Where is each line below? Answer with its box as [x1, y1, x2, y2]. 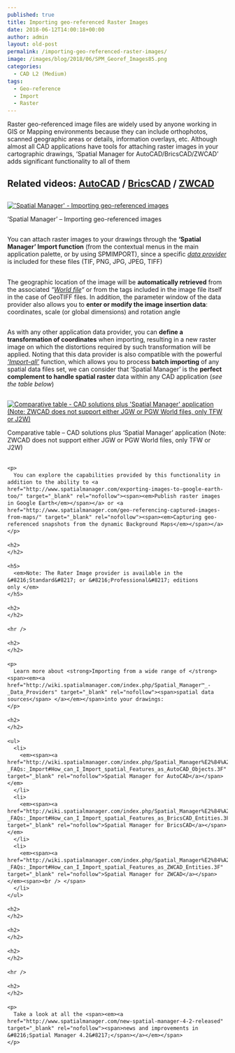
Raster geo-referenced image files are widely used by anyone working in [7, 120, 217, 129]
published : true [7, 11, 55, 18]
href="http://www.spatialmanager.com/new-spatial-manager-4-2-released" [7, 1017, 224, 1025]
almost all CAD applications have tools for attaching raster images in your [7, 142, 219, 151]
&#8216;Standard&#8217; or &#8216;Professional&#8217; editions [7, 576, 199, 584]
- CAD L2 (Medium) [13, 70, 68, 77]
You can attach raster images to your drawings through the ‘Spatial [7, 235, 201, 244]
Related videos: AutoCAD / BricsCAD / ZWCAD [7, 177, 215, 189]
